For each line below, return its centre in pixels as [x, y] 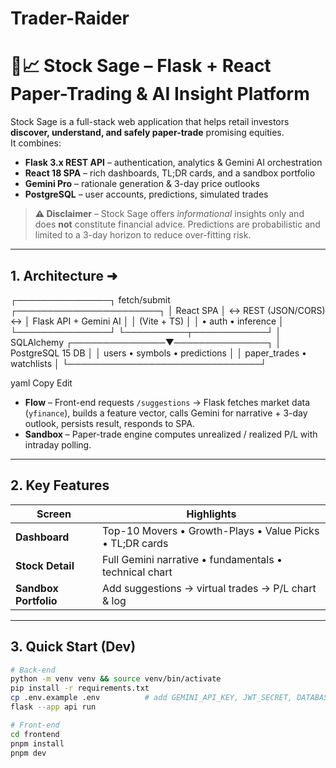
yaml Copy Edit [41, 383]
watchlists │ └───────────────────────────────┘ [138, 363]
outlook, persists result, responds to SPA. [109, 423]
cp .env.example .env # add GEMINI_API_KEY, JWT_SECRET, [151, 698]
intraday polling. [58, 444]
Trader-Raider [70, 18]
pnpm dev [28, 753]
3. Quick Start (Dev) [73, 647]
